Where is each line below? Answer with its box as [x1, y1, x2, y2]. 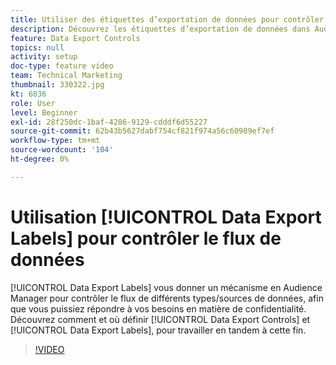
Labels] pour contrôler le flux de [10, 227, 282, 250]
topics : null [10, 42, 65, 53]
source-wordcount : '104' [10, 145, 114, 155]
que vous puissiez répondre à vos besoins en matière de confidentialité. [10, 302, 307, 315]
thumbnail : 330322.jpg [10, 80, 105, 90]
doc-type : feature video [10, 61, 114, 71]
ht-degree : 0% [10, 154, 70, 164]
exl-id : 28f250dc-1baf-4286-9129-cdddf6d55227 [10, 117, 208, 127]
